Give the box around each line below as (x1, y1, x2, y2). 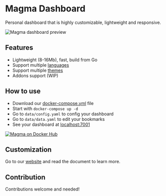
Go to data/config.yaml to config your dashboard (12, 110, 114, 117)
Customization (5, 145, 52, 154)
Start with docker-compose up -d (12, 105, 79, 111)
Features (5, 43, 33, 52)
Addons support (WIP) (12, 73, 59, 79)
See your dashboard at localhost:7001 (12, 121, 90, 127)
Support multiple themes (12, 67, 63, 73)
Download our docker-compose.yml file (12, 100, 94, 106)
